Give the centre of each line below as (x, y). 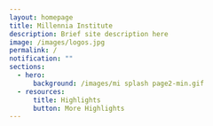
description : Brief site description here (89, 34)
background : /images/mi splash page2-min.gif (118, 83)
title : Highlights (67, 100)
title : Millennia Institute (61, 26)
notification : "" (41, 59)
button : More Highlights (79, 108)
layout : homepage (41, 17)
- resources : (41, 91)
